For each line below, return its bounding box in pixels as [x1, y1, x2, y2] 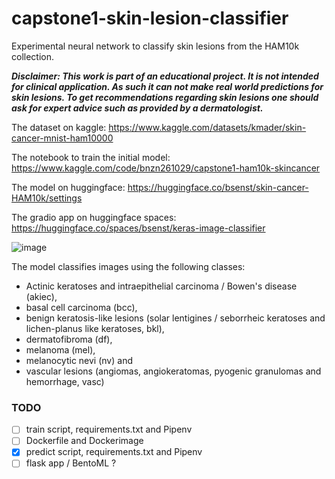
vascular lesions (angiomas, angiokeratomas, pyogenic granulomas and [25, 365, 322, 377]
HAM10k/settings [11, 192, 83, 204]
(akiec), [25, 290, 58, 302]
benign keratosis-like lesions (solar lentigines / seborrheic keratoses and [25, 312, 326, 324]
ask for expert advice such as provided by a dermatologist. [11, 102, 264, 114]
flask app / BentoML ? [25, 457, 117, 469]
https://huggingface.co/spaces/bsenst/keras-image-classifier [11, 222, 266, 234]
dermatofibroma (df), [25, 333, 113, 345]
